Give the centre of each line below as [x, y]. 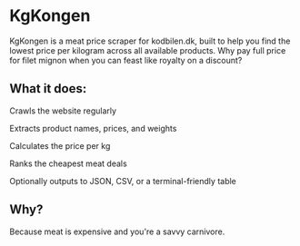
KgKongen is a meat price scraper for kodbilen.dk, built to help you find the [150, 41]
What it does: [48, 89]
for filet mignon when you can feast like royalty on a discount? [126, 60]
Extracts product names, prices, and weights [93, 128]
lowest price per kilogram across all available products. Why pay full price [148, 50]
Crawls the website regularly [63, 111]
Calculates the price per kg [60, 145]
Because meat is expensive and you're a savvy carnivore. [117, 231]
